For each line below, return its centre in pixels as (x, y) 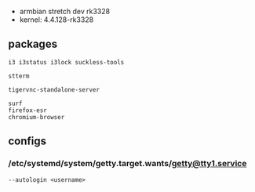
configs (27, 141)
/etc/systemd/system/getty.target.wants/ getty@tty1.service (127, 164)
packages (33, 44)
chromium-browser (36, 117)
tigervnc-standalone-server (54, 89)
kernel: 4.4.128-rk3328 (56, 20)
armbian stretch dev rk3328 (65, 11)
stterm (19, 76)
